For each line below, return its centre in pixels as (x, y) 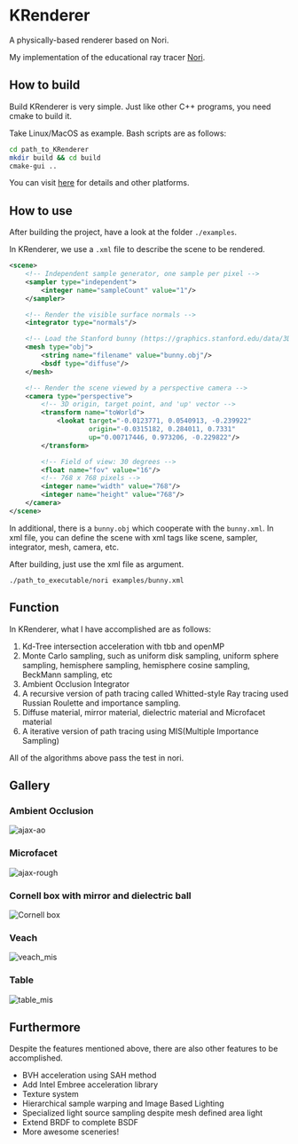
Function (34, 608)
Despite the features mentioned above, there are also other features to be (144, 1049)
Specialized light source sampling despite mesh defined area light (142, 1113)
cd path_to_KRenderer (49, 149)
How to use (41, 211)
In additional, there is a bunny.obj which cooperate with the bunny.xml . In (141, 528)
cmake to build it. (41, 115)
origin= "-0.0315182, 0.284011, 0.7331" (162, 430)
